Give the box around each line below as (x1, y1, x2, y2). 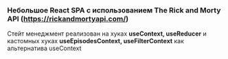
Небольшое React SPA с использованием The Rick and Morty (7, 5, 221, 15)
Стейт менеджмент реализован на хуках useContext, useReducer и (7, 29, 207, 38)
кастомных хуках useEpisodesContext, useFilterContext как (7, 37, 184, 45)
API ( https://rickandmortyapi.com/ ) (7, 14, 129, 23)
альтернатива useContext (7, 44, 82, 53)
